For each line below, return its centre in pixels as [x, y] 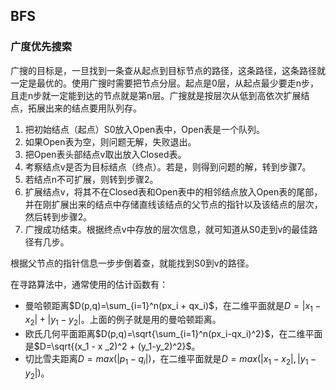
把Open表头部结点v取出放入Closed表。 [105, 154]
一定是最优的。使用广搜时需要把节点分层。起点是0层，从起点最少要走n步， [165, 83]
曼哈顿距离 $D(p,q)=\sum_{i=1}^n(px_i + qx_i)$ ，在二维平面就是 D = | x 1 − [173, 306]
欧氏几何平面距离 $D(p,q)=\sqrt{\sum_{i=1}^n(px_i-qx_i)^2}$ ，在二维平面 [173, 334]
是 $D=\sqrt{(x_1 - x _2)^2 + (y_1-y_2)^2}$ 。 [112, 346]
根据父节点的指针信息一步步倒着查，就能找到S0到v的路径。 [132, 263]
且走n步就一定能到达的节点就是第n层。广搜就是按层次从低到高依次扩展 [156, 95]
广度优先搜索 [41, 47]
